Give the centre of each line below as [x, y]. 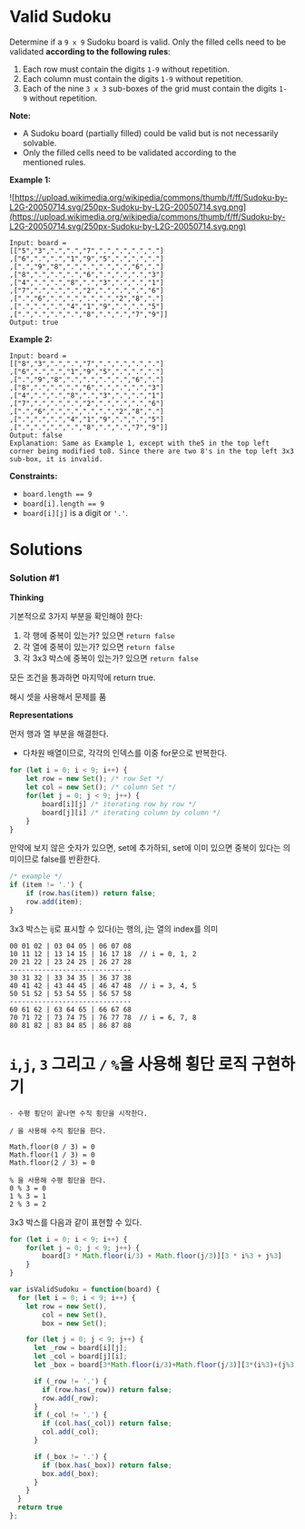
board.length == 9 [57, 494]
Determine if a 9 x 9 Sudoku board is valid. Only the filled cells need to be [148, 42]
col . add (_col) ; [71, 1432]
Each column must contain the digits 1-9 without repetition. [133, 78]
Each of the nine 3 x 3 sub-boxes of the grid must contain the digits [149, 88]
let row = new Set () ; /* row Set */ [95, 779]
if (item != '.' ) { [46, 885]
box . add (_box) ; [71, 1474]
